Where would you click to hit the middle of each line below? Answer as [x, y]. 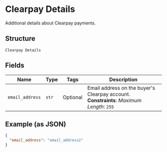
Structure [20, 39]
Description [123, 79]
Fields [15, 66]
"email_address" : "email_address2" [46, 141]
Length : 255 [101, 107]
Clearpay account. [109, 94]
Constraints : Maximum [114, 100]
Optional [73, 97]
